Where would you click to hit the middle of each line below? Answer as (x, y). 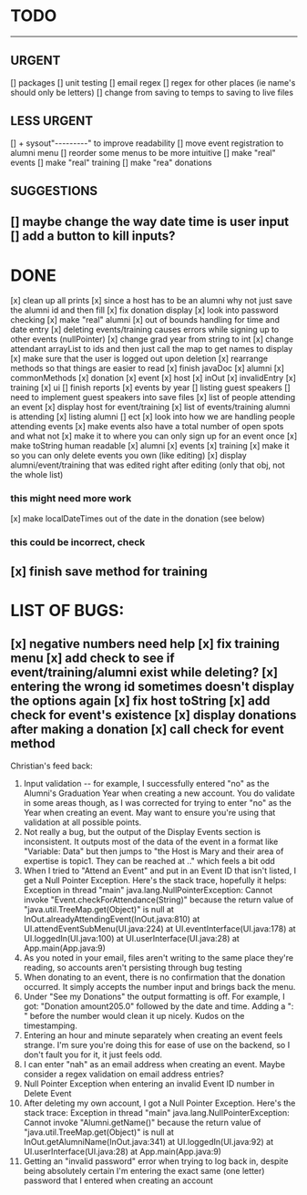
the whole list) (37, 475)
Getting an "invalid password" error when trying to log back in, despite (156, 1161)
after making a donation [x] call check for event (148, 730)
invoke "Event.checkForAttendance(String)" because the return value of (159, 900)
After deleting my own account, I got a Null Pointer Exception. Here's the (159, 1103)
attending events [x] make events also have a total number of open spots (147, 427)
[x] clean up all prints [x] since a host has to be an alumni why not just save (151, 301)
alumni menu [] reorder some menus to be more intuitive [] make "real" (143, 152)
